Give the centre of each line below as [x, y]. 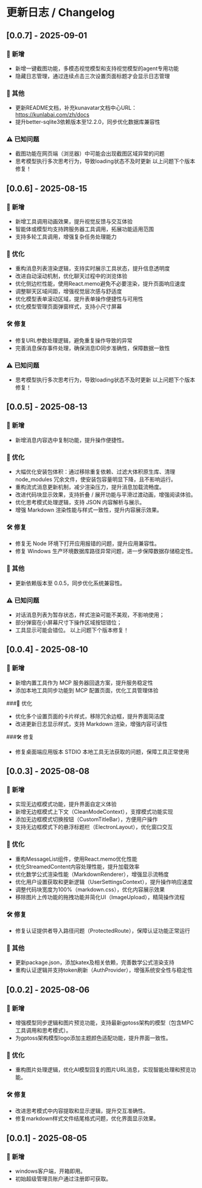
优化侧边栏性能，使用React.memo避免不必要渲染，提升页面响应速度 [100, 284]
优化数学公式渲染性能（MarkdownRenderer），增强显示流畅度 [92, 874]
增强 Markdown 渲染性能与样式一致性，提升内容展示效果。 [89, 510]
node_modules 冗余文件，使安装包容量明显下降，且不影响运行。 [96, 479]
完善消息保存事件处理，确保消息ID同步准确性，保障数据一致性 [92, 348]
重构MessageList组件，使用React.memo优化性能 [76, 859]
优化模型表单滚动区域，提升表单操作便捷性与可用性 [79, 299]
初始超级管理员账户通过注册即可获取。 [63, 1179]
